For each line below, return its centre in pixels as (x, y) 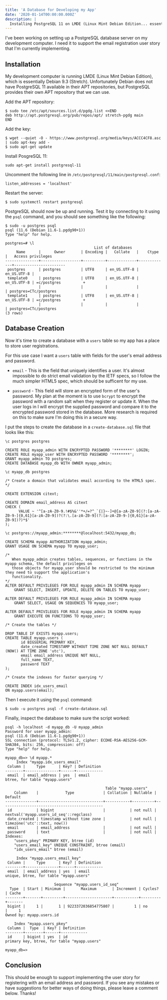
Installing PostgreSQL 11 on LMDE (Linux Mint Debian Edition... (79, 24)
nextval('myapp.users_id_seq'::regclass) (49, 814)
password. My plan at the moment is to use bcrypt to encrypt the (79, 396)
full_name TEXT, (38, 660)
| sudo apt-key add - (28, 143)
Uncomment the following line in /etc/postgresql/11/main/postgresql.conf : (83, 175)
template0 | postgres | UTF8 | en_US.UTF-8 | (73, 278)
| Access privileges (29, 257)
